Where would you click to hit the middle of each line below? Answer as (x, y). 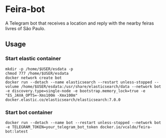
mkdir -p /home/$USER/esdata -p (39, 69)
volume (12, 86)
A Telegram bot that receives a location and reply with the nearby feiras (80, 23)
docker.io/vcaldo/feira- (126, 127)
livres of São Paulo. (25, 28)
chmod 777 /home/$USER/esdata (37, 73)
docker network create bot (34, 78)
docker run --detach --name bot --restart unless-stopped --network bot (83, 122)
